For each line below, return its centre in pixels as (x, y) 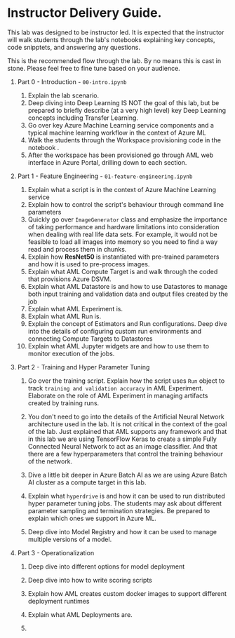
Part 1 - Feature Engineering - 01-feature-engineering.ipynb (105, 176)
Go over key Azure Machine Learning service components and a (121, 125)
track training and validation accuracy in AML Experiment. (115, 388)
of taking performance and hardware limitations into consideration (123, 226)
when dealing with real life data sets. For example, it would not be (122, 234)
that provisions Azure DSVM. (69, 279)
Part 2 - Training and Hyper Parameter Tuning (83, 367)
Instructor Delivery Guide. (85, 13)
